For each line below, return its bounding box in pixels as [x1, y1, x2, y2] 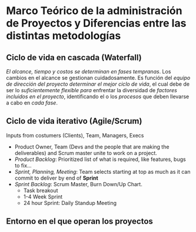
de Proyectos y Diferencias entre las [6, 16, 187, 30]
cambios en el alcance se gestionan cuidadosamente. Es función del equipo [6, 75, 191, 81]
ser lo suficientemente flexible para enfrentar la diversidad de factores [6, 87, 178, 93]
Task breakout [23, 187, 58, 194]
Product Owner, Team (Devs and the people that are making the [14, 143, 170, 150]
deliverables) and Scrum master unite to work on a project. [14, 149, 157, 156]
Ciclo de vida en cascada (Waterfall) [6, 52, 142, 62]
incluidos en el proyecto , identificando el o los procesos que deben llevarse [6, 93, 190, 100]
